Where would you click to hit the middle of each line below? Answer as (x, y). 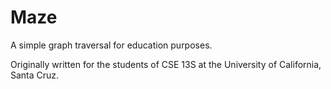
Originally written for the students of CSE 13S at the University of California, (166, 64)
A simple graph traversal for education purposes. (111, 45)
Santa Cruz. (35, 75)
